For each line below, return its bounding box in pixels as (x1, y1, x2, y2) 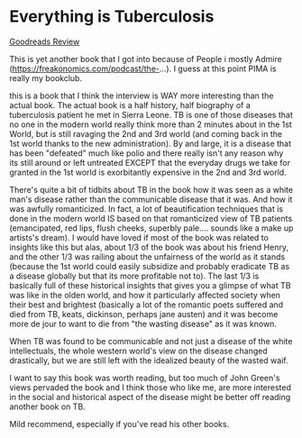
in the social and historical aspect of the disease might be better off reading (9, 391, 291, 402)
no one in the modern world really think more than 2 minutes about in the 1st (9, 119, 293, 130)
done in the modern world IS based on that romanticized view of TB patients (9, 213, 293, 224)
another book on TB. (9, 401, 86, 412)
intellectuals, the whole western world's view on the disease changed (9, 345, 268, 356)
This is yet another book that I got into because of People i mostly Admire (9, 53, 282, 64)
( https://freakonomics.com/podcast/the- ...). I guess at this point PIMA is (9, 63, 277, 74)
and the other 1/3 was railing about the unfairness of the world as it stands (9, 251, 286, 262)
